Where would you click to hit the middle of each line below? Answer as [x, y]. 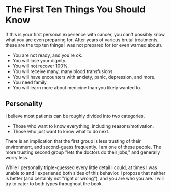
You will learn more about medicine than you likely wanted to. [77, 87]
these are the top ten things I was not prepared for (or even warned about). [84, 45]
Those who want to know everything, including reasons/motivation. [83, 126]
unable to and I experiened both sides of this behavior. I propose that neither [85, 173]
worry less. [17, 157]
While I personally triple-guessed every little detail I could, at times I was [81, 167]
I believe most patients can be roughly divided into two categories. [75, 116]
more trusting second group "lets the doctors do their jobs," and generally [83, 152]
